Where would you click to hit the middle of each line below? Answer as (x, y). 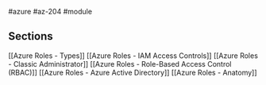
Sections (31, 36)
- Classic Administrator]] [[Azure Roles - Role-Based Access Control (120, 64)
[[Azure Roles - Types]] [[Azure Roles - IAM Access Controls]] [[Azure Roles (133, 56)
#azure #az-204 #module (50, 12)
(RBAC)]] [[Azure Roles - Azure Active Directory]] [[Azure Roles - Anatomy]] (133, 72)
